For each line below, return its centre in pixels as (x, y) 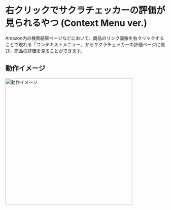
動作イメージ (25, 68)
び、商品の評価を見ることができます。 (45, 51)
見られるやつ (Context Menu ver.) (76, 23)
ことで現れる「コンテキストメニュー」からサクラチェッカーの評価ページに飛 (85, 44)
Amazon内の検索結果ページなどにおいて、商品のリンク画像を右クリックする (85, 38)
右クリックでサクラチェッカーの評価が (85, 10)
